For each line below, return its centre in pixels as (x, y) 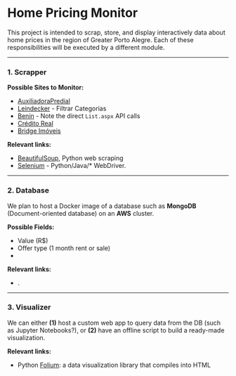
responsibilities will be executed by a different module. (86, 47)
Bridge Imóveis (39, 131)
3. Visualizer (29, 307)
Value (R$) (33, 240)
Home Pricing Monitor (73, 13)
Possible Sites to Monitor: (46, 87)
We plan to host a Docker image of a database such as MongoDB (102, 206)
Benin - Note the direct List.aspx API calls (79, 116)
